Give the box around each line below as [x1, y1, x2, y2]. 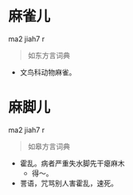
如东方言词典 [27, 50, 70, 60]
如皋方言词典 [27, 141, 70, 151]
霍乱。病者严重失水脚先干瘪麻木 [19, 158, 125, 168]
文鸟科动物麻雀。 [19, 67, 76, 76]
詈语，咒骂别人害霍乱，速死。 [19, 178, 118, 188]
